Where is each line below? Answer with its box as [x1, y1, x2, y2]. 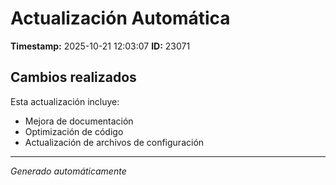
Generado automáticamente [10, 165, 127, 177]
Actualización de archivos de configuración [24, 136, 205, 148]
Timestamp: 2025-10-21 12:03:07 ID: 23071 [10, 40, 191, 52]
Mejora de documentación [24, 115, 134, 127]
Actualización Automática [10, 7, 231, 30]
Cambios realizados [10, 69, 137, 86]
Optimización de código [24, 125, 124, 137]
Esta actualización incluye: [10, 95, 120, 107]
